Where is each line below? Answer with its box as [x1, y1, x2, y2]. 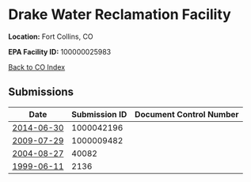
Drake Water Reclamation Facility [8, 6, 231, 24]
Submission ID [70, 108, 127, 119]
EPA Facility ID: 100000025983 [8, 47, 112, 56]
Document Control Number [134, 108, 239, 119]
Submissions [8, 85, 74, 99]
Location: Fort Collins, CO [8, 32, 93, 41]
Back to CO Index [8, 62, 66, 72]
